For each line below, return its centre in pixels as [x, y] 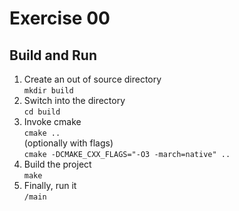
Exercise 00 [60, 18]
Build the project [57, 164]
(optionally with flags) [68, 143]
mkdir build [48, 91]
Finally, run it [50, 185]
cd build [42, 112]
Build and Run [53, 55]
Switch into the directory [74, 100]
